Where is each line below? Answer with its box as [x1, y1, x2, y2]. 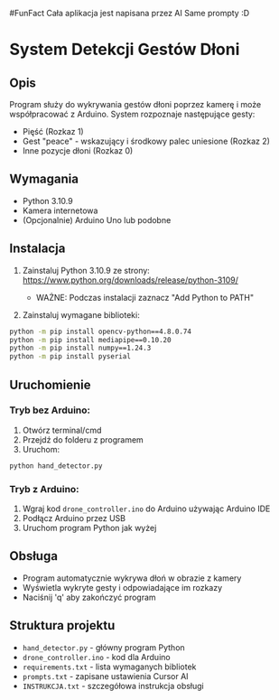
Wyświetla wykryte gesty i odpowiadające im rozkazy [22, 582, 223, 593]
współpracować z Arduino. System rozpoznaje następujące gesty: [9, 108, 256, 119]
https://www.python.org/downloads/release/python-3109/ [22, 275, 239, 285]
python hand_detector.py [9, 461, 103, 471]
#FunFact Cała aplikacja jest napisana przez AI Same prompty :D [9, 8, 250, 18]
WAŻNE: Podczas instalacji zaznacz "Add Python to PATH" [35, 292, 255, 303]
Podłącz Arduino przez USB [22, 512, 126, 523]
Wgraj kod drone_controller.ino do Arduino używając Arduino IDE [22, 503, 271, 514]
